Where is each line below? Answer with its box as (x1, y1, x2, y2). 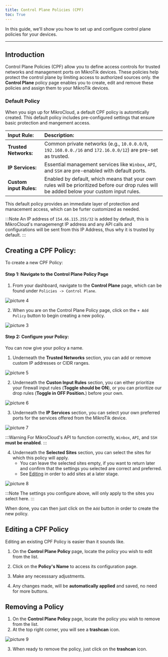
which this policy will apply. (12, 455, 69, 461)
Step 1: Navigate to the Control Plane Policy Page (5, 271, 108, 277)
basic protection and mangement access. (5, 120, 91, 126)
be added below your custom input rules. (44, 188, 141, 195)
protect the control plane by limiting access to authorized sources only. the (5, 74, 159, 80)
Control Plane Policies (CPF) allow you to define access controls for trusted (5, 64, 160, 70)
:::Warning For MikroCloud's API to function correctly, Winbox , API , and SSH (5, 434, 157, 440)
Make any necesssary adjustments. (12, 573, 86, 579)
